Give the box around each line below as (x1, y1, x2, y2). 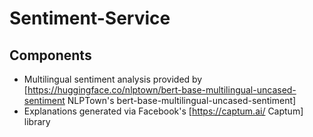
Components (9, 47, 92, 64)
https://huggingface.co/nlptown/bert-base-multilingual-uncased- (27, 84, 297, 96)
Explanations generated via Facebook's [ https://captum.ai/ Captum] (23, 105, 304, 117)
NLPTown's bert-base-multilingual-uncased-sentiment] (67, 95, 297, 106)
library (23, 116, 51, 127)
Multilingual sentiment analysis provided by (23, 73, 203, 85)
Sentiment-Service (9, 7, 171, 30)
